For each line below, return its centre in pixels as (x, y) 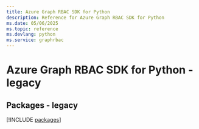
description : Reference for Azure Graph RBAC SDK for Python (86, 18)
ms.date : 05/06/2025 (33, 23)
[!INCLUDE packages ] (34, 120)
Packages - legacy (42, 105)
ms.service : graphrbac (35, 40)
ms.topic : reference (33, 29)
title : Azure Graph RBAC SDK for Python (58, 12)
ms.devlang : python (31, 35)
